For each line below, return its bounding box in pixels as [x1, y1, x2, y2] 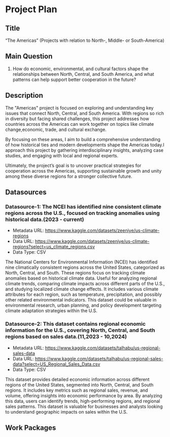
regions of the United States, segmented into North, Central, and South [5, 381, 154, 388]
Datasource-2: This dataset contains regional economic [5, 320, 146, 327]
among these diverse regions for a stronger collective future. [5, 173, 132, 179]
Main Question [5, 52, 53, 61]
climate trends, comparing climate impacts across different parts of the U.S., [5, 281, 165, 287]
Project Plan [5, 4, 57, 15]
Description [5, 91, 43, 100]
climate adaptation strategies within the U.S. [5, 308, 97, 314]
